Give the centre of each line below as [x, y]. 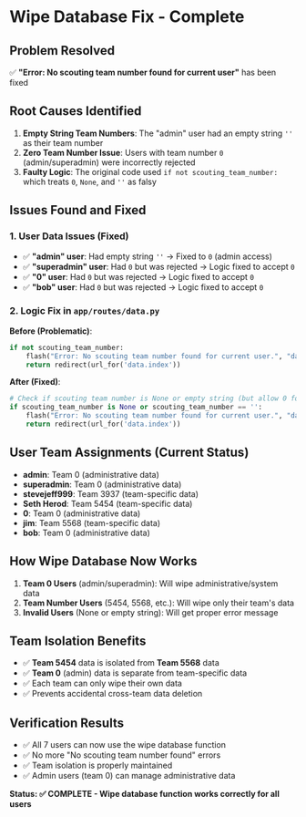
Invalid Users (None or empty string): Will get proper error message [150, 612]
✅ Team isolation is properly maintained [97, 765]
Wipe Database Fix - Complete [127, 17]
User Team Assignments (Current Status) [129, 453]
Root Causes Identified [76, 111]
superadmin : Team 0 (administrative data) [102, 484]
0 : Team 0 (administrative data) [82, 513]
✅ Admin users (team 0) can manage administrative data [129, 776]
